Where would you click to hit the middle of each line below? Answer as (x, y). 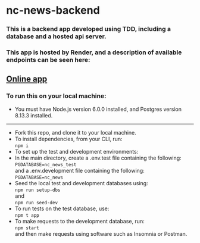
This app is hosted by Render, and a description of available (94, 52)
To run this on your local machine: (56, 96)
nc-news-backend (53, 10)
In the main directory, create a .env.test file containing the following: (98, 158)
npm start (27, 228)
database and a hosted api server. (56, 36)
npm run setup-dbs (37, 190)
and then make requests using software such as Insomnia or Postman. (101, 233)
